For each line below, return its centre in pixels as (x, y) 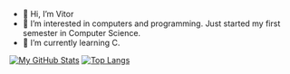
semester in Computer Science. (82, 33)
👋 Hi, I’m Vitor (48, 14)
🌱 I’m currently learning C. (71, 42)
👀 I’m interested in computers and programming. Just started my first (151, 23)
